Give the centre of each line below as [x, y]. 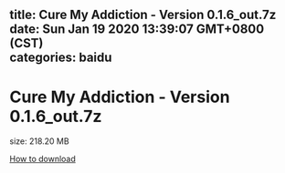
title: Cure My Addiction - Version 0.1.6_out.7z [143, 15]
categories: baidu [61, 58]
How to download [42, 159]
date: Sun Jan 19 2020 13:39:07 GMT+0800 [137, 30]
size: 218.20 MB [40, 141]
